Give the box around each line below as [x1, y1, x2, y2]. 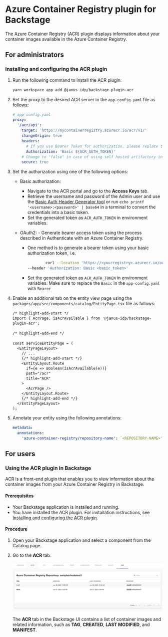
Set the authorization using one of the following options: [12, 169, 128, 175]
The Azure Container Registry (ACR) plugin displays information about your [5, 31, 160, 37]
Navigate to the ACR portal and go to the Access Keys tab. [27, 188, 149, 194]
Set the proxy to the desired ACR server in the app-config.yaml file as [12, 96, 156, 102]
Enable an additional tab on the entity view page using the [12, 295, 132, 301]
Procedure [5, 526, 27, 532]
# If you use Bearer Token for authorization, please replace [25, 144, 158, 149]
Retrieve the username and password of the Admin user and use [27, 193, 160, 199]
